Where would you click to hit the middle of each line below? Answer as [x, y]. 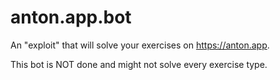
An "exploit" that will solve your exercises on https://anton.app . [140, 45]
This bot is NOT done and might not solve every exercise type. [139, 64]
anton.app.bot [71, 17]
